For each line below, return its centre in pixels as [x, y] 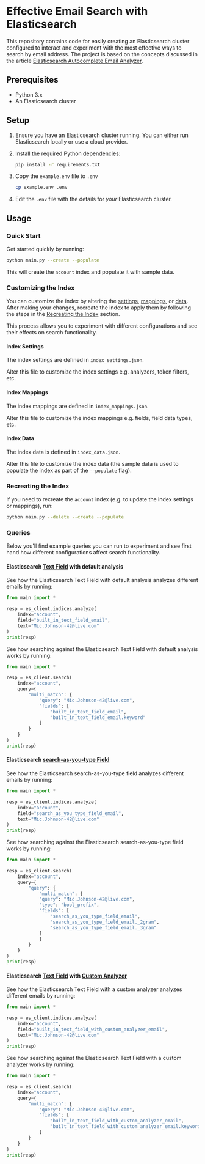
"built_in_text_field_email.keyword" [98, 717]
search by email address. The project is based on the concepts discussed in [102, 54]
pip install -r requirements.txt [58, 164]
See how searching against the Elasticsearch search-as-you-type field [95, 842]
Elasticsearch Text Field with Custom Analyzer [67, 976]
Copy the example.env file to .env [56, 176]
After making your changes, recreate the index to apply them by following [99, 308]
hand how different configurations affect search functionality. [83, 553]
